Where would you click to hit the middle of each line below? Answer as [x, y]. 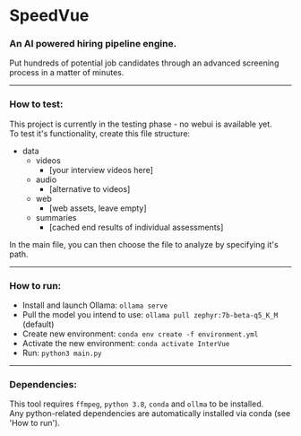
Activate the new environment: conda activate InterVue [126, 344]
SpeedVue [49, 16]
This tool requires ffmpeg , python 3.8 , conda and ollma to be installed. [137, 404]
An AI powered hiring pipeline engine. [93, 44]
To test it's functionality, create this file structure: [100, 133]
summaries [56, 217]
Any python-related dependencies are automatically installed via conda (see [150, 414]
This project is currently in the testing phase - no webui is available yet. [141, 124]
